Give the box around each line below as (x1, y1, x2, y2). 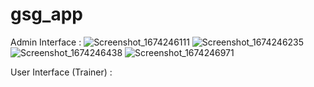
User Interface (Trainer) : (10, 66, 113, 78)
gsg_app (10, 3, 83, 26)
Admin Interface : (10, 36, 82, 48)
